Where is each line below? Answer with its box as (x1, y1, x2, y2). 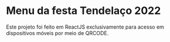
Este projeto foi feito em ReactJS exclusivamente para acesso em (6, 23, 164, 30)
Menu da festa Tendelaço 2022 (6, 4, 161, 17)
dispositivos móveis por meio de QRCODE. (6, 29, 109, 36)
